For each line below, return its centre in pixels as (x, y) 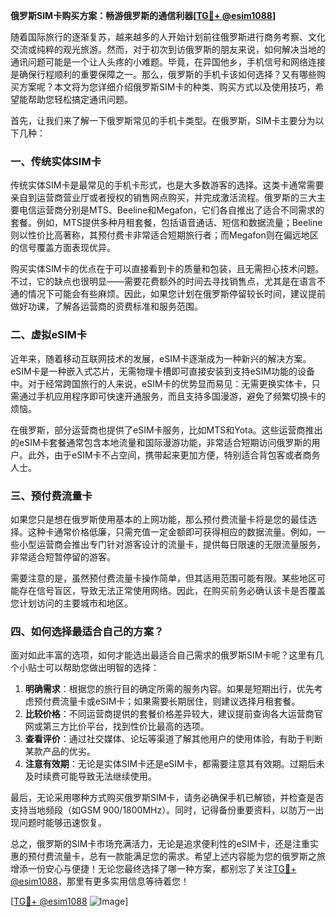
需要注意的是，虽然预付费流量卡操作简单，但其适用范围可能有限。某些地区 (163, 578)
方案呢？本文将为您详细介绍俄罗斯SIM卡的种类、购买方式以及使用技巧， (167, 87)
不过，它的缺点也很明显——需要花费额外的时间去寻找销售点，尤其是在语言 (163, 281)
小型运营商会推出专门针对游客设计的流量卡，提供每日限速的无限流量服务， (172, 544)
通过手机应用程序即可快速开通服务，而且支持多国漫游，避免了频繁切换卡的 (172, 396)
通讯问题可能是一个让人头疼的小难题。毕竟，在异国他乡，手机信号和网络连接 (168, 62)
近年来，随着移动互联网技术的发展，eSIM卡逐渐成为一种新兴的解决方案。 (161, 358)
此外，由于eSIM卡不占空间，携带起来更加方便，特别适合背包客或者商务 (174, 455)
